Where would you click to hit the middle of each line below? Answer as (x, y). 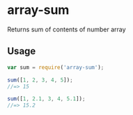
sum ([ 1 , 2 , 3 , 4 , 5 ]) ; (40, 80)
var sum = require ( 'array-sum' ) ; (56, 67)
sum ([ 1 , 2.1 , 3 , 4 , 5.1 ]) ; (46, 99)
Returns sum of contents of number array (67, 29)
